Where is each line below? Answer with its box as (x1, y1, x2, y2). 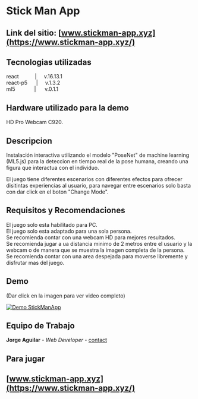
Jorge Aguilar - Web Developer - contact (6, 337, 108, 344)
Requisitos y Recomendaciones (6, 205, 125, 216)
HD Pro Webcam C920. (6, 119, 64, 126)
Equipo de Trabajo (6, 321, 76, 331)
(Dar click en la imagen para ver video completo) (6, 292, 126, 299)
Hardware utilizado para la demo (6, 103, 129, 113)
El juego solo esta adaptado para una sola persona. (6, 227, 132, 235)
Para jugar (6, 353, 45, 363)
